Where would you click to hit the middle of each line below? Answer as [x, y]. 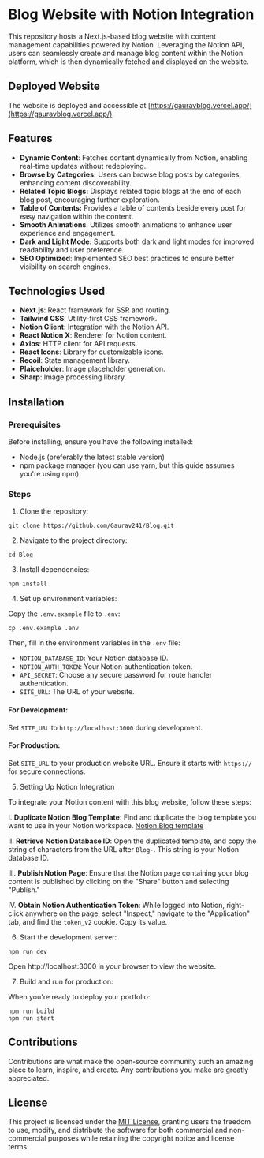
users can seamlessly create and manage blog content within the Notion [126, 53]
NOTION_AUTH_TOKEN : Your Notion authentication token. [106, 667]
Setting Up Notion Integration [67, 786]
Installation [36, 402]
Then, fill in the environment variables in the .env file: [95, 643]
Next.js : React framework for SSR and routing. [95, 310]
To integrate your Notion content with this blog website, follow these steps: [130, 801]
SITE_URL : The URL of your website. [77, 692]
